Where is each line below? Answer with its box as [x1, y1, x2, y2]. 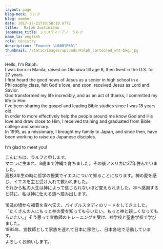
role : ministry [5, 39, 36, 44]
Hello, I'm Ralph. [5, 61, 38, 67]
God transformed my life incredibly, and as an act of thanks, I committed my [5, 92, 158, 98]
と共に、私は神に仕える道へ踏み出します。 [5, 191, 90, 196]
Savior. [5, 87, 19, 93]
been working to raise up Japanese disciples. [5, 134, 97, 139]
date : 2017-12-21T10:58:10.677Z [5, 20, 71, 26]
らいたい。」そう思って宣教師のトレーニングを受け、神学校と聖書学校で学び [5, 214, 157, 220]
